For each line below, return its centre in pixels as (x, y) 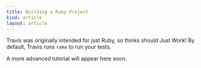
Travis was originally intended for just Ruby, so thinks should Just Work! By (100, 41)
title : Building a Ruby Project (47, 12)
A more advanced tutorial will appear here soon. (67, 59)
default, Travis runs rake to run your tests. (59, 47)
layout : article (27, 23)
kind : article (24, 18)
